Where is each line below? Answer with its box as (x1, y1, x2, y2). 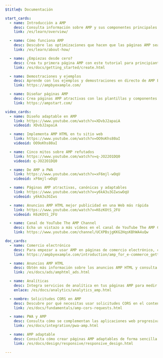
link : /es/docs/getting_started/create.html (14, 65, 105, 70)
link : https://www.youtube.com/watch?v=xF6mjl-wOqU (14, 172, 120, 177)
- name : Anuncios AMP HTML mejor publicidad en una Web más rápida (9, 203, 149, 208)
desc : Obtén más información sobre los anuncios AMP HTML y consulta (14, 265, 158, 270)
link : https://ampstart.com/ (14, 101, 73, 105)
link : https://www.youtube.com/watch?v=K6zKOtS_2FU (14, 207, 120, 212)
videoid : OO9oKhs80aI (14, 141, 57, 146)
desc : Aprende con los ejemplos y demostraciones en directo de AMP (14, 78, 155, 83)
